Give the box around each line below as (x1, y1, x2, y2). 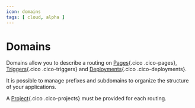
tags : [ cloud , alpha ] (6, 14, 65, 20)
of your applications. (6, 84, 56, 91)
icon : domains (6, 8, 41, 15)
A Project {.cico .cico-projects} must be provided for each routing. (6, 95, 167, 102)
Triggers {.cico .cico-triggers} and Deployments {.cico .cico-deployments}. (6, 66, 187, 73)
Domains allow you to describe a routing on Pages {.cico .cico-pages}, (6, 59, 177, 66)
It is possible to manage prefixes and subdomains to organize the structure (6, 77, 189, 84)
